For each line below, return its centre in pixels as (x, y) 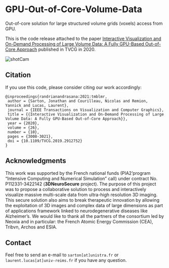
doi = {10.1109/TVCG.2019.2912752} (45, 141)
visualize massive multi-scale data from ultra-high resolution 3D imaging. (81, 195)
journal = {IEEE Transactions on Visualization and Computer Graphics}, (86, 110)
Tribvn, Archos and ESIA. (31, 227)
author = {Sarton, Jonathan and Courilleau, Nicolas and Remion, (78, 101)
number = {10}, (23, 132)
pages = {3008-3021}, (30, 136)
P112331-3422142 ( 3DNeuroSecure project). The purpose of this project (81, 184)
